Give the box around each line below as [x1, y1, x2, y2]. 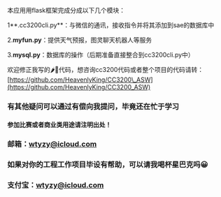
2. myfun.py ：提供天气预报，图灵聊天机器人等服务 [7, 36, 152, 44]
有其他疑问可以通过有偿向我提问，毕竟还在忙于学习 [7, 101, 180, 111]
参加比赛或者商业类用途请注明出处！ [7, 120, 112, 129]
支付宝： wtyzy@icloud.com [7, 180, 104, 190]
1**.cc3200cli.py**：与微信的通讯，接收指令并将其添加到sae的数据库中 [7, 21, 215, 29]
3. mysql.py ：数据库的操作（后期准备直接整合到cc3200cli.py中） [7, 51, 194, 59]
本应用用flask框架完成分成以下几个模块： [7, 6, 126, 14]
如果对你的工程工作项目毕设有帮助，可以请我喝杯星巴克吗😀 [7, 160, 208, 170]
